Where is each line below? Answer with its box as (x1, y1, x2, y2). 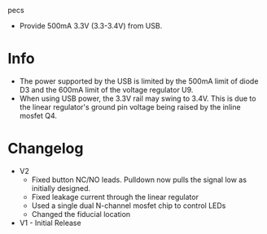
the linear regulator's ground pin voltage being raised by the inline (19, 102, 241, 111)
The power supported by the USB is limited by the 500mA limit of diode (19, 76, 259, 86)
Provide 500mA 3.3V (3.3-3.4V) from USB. (19, 21, 163, 30)
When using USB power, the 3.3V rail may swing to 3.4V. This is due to (19, 93, 256, 103)
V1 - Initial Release (19, 218, 82, 227)
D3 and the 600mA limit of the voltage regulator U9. (19, 84, 194, 94)
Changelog (7, 140, 84, 158)
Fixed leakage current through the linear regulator (31, 192, 199, 201)
